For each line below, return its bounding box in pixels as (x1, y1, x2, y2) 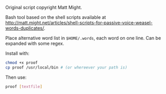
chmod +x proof (5, 60, 38, 65)
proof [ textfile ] (5, 84, 43, 89)
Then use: (5, 74, 27, 80)
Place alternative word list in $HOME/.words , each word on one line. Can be (5, 35, 161, 41)
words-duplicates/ (5, 25, 44, 31)
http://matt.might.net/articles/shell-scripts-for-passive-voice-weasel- (5, 20, 153, 26)
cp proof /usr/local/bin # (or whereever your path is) (5, 65, 127, 70)
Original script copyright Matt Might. (5, 5, 82, 10)
